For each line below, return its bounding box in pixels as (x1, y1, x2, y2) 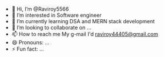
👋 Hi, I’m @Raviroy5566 (11, 6, 69, 12)
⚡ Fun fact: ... (11, 45, 44, 52)
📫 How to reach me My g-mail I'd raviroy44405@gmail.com (11, 31, 159, 37)
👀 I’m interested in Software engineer (11, 12, 102, 19)
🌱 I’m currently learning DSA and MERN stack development (11, 18, 155, 24)
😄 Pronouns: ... (11, 39, 50, 46)
